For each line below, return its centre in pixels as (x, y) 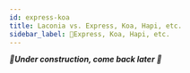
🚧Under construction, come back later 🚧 (86, 60)
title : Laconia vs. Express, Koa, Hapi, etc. (95, 26)
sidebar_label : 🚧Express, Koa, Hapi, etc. (90, 34)
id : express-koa (39, 17)
